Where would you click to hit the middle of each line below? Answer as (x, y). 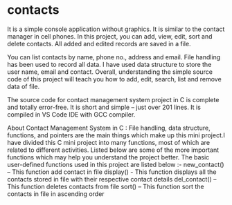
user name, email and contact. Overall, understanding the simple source (110, 72)
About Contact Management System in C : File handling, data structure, (109, 128)
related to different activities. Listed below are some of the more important (113, 150)
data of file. (24, 86)
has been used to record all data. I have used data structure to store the (109, 64)
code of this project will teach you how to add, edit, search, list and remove (114, 79)
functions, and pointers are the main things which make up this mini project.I (116, 135)
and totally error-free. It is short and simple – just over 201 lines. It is (104, 107)
